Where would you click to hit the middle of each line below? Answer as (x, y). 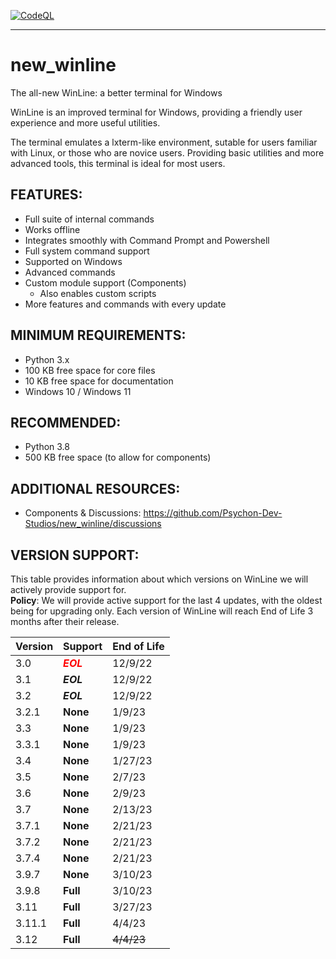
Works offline (52, 229)
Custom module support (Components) (105, 282)
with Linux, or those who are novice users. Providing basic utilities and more (167, 152)
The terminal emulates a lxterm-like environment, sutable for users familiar (164, 142)
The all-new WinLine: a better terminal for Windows (116, 92)
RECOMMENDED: (66, 422)
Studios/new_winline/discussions (93, 524)
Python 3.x (47, 359)
